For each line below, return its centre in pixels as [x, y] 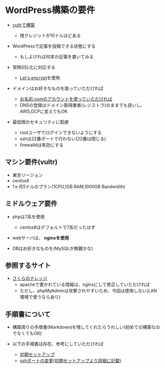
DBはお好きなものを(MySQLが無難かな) [53, 248]
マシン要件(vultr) [31, 162]
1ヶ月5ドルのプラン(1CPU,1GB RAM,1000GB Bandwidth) [69, 186]
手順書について [28, 314]
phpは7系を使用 [28, 216]
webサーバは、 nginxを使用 [41, 238]
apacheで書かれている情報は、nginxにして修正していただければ [85, 284]
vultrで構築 [24, 25]
